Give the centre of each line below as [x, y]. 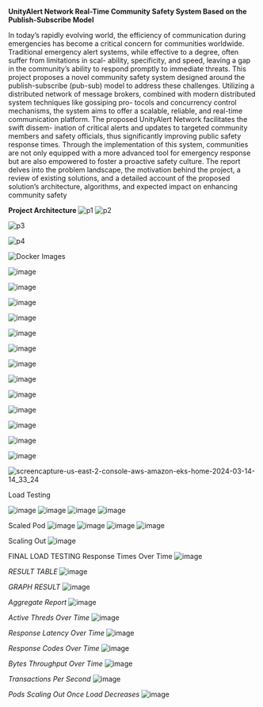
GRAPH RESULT [34, 587]
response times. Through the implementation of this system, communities [128, 144]
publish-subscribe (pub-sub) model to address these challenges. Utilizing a [131, 86]
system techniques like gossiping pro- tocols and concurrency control [122, 103]
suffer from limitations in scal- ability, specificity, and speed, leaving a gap [130, 60]
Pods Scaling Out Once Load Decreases [74, 694]
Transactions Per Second [50, 679]
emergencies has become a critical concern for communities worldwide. [126, 44]
